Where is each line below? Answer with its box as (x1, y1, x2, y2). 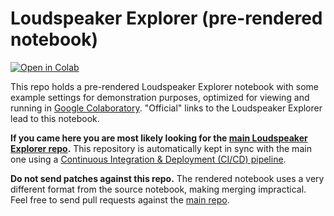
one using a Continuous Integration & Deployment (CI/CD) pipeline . (10, 153, 287, 165)
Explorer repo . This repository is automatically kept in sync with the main (10, 142, 312, 154)
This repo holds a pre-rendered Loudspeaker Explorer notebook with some (10, 80, 319, 92)
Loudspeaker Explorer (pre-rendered (10, 7, 323, 30)
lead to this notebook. (10, 112, 100, 124)
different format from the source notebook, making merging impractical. (10, 183, 307, 195)
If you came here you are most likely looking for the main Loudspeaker (10, 132, 308, 144)
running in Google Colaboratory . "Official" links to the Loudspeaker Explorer (10, 102, 323, 114)
